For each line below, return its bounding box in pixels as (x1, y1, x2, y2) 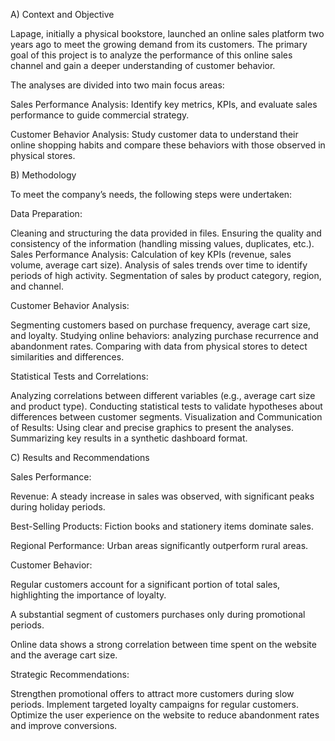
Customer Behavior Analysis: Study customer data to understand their (10, 129, 299, 140)
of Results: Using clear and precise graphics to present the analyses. (10, 422, 295, 433)
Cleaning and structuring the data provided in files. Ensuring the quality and (10, 227, 322, 239)
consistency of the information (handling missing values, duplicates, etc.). (10, 238, 315, 249)
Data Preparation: (10, 208, 83, 219)
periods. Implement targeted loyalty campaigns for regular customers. (10, 699, 299, 710)
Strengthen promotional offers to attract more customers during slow (10, 688, 295, 699)
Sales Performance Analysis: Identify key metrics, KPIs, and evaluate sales (10, 99, 318, 110)
